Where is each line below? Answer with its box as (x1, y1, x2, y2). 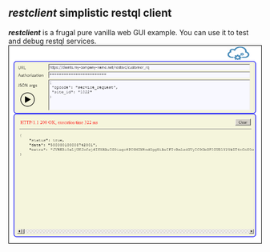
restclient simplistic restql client (8, 6, 172, 20)
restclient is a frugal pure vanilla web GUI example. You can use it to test (8, 27, 249, 37)
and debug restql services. (8, 36, 97, 46)
